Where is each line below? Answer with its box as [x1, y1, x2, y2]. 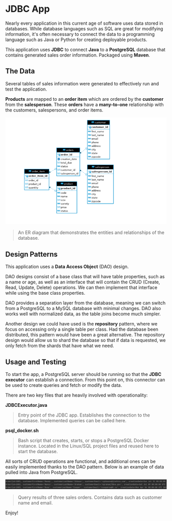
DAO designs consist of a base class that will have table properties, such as [5, 274, 165, 280]
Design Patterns [5, 250, 58, 259]
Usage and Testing [5, 357, 67, 366]
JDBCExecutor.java [5, 402, 48, 408]
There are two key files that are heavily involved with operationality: [5, 392, 148, 398]
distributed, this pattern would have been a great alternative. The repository [5, 332, 165, 338]
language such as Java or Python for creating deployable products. [5, 37, 147, 43]
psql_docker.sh [5, 427, 39, 434]
